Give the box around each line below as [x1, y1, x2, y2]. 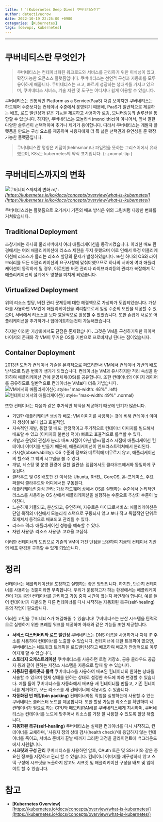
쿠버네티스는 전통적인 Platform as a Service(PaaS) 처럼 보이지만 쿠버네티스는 [5, 98, 153, 104]
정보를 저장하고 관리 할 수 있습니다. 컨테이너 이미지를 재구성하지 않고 [21, 753, 151, 759]
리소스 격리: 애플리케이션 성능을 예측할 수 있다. [12, 522, 100, 528]
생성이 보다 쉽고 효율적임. [17, 419, 65, 425]
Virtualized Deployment [5, 286, 79, 294]
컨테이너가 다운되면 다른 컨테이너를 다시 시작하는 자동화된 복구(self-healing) [10, 599, 155, 605]
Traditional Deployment [5, 228, 78, 236]
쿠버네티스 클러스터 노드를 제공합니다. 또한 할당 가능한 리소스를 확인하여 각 [12, 699, 154, 705]
